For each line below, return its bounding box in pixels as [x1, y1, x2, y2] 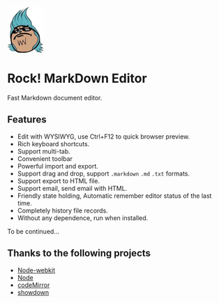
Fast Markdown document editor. [7, 93, 103, 102]
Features [7, 114, 47, 125]
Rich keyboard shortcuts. [17, 139, 90, 148]
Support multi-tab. [17, 147, 71, 155]
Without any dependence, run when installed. [17, 213, 149, 222]
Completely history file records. [17, 206, 108, 215]
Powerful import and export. [17, 162, 99, 170]
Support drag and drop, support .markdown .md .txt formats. [17, 169, 190, 178]
